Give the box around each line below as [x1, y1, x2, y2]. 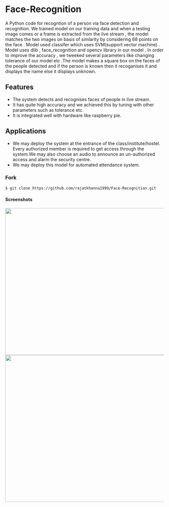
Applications [5, 127, 46, 135]
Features [5, 83, 34, 92]
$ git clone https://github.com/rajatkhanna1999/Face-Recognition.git [5, 185, 156, 191]
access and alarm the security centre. [12, 156, 92, 162]
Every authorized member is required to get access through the [12, 146, 144, 152]
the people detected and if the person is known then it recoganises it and [5, 63, 157, 69]
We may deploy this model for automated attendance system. [12, 162, 140, 168]
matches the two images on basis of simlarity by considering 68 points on [5, 36, 158, 42]
